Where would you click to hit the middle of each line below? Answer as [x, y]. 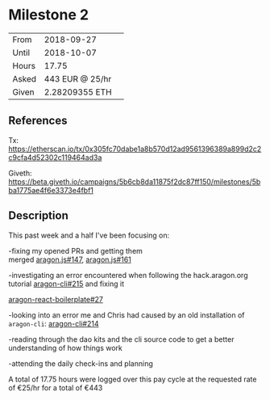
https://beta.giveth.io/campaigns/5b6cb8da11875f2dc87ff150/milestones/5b [135, 181]
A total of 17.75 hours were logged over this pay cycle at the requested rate [133, 379]
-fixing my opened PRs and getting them [76, 251]
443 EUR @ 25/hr [78, 78]
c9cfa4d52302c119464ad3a [55, 157]
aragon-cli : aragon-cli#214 [54, 323]
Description [38, 216]
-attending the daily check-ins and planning [81, 363]
